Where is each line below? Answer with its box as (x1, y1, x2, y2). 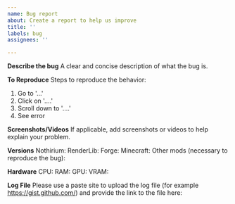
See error (17, 112, 46, 120)
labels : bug (7, 30, 42, 37)
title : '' (7, 23, 37, 30)
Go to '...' (17, 89, 44, 98)
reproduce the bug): (7, 154, 65, 162)
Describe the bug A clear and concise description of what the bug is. (7, 62, 208, 70)
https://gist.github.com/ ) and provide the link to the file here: (7, 189, 183, 197)
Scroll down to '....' (17, 104, 72, 113)
